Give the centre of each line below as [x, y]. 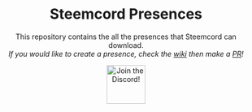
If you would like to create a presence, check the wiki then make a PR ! [126, 54]
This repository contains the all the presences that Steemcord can [126, 37]
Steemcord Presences [126, 14]
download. [126, 45]
